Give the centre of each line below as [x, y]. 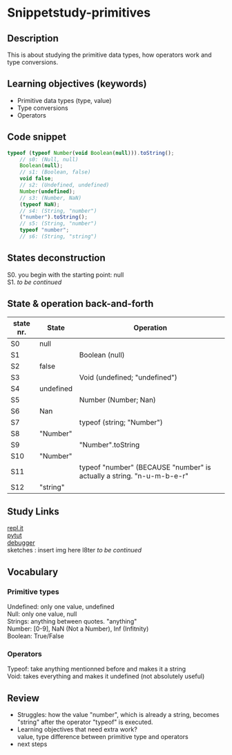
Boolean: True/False [36, 636]
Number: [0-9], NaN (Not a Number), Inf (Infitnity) [78, 628]
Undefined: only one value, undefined [61, 607]
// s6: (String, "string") [58, 236]
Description [33, 38]
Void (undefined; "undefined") [128, 377]
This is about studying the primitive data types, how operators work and [109, 55]
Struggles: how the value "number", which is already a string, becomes [118, 715]
